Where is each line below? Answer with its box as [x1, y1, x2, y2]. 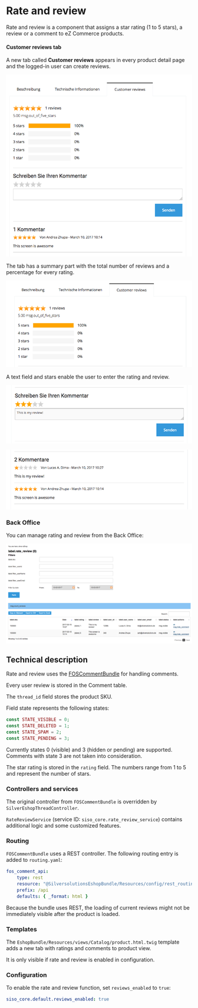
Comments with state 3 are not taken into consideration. [6, 752, 143, 759]
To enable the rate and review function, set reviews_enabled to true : [6, 984, 171, 991]
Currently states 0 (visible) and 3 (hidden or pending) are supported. [6, 746, 173, 753]
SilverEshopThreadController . [6, 805, 80, 812]
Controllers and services [6, 785, 78, 793]
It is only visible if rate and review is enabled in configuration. [6, 956, 155, 963]
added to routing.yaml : [6, 857, 63, 864]
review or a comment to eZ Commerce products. [6, 29, 124, 37]
